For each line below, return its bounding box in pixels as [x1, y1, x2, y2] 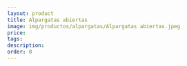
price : [7, 29, 26, 36]
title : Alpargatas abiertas [7, 16, 88, 23]
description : [7, 42, 45, 49]
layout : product [7, 10, 54, 17]
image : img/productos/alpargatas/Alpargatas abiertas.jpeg [7, 23, 181, 30]
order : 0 [7, 49, 32, 56]
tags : [7, 36, 23, 43]
